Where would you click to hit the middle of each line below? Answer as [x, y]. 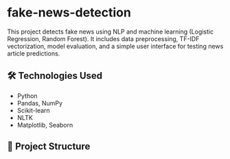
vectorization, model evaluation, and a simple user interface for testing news [115, 46]
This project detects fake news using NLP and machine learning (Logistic [111, 32]
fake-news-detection [69, 13]
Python [27, 96]
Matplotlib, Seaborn [45, 125]
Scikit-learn [33, 110]
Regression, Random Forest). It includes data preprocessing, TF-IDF [103, 38]
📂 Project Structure [49, 146]
